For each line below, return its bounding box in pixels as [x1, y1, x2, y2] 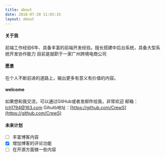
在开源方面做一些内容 [12, 147, 56, 153]
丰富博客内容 [12, 134, 39, 140]
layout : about [5, 16, 35, 21]
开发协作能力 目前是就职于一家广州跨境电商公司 [9, 51, 107, 57]
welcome [5, 86, 25, 92]
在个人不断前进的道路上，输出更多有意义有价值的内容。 [5, 75, 118, 81]
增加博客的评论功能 [12, 140, 52, 147]
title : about [5, 7, 32, 12]
